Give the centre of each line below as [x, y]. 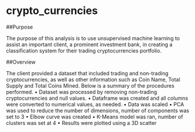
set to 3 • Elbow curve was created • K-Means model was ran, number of [95, 117]
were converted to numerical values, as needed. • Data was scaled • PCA [95, 104]
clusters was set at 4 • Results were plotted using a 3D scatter [81, 123]
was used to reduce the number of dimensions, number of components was [97, 110]
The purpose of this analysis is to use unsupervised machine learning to [93, 38]
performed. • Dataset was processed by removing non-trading [82, 92]
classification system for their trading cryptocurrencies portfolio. [84, 50]
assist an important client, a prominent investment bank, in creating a [89, 44]
